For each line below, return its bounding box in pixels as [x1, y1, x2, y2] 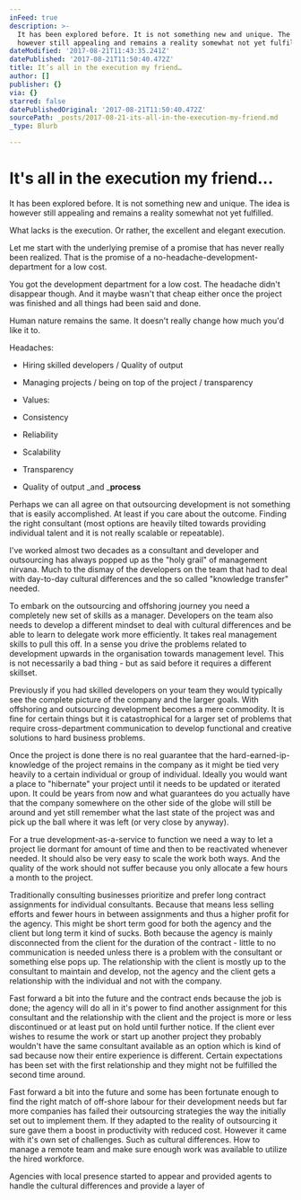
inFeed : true [9, 13, 58, 22]
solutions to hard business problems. [9, 732, 146, 743]
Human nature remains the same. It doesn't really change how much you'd [9, 315, 285, 326]
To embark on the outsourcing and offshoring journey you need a [9, 600, 251, 611]
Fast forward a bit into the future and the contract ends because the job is [9, 993, 282, 1003]
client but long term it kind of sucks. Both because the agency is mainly [9, 927, 273, 939]
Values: [21, 394, 50, 405]
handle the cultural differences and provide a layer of [9, 1180, 205, 1191]
